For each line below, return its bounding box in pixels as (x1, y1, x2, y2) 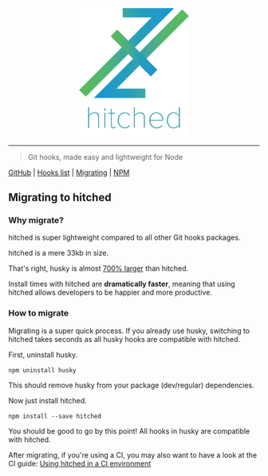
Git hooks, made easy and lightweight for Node (27, 152, 183, 161)
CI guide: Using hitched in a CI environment (8, 458, 152, 468)
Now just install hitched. (8, 395, 88, 405)
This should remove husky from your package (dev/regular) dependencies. (8, 380, 254, 390)
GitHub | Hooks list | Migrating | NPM (8, 168, 130, 177)
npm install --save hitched (8, 412, 102, 420)
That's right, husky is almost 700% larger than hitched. (8, 264, 189, 273)
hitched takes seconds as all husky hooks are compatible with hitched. (8, 334, 241, 343)
